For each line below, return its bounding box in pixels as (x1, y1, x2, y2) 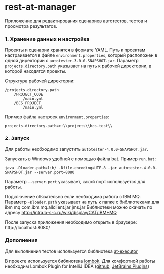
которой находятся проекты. (5, 68, 66, 74)
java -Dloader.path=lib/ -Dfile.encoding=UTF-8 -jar (5, 165, 117, 170)
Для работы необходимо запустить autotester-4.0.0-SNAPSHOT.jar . (5, 146, 148, 152)
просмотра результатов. (5, 23, 57, 29)
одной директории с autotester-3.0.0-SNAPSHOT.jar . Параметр (5, 58, 139, 64)
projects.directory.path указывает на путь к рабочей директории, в (5, 63, 152, 69)
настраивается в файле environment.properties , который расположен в (5, 52, 158, 58)
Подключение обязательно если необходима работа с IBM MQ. (5, 193, 141, 199)
